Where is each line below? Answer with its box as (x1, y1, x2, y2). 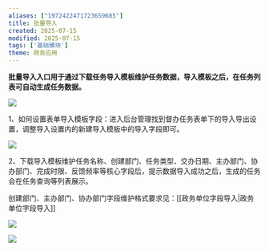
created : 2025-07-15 (8, 26, 78, 34)
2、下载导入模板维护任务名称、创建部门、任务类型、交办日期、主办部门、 (8, 156, 251, 165)
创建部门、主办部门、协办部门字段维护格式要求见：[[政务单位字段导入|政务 (8, 193, 255, 203)
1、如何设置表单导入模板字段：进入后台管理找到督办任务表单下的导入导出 (8, 114, 250, 123)
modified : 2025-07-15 (8, 34, 81, 43)
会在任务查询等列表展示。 (8, 176, 93, 185)
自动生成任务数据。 (22, 82, 86, 91)
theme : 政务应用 (8, 49, 58, 57)
